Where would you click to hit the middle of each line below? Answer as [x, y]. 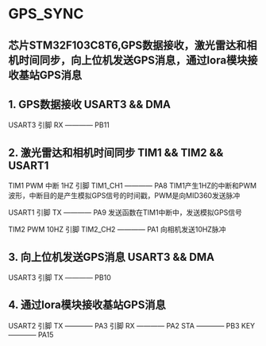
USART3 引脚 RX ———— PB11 [59, 125]
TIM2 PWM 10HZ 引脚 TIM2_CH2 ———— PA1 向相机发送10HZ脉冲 [117, 229]
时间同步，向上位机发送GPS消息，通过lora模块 [133, 60]
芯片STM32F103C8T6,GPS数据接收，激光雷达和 [127, 45]
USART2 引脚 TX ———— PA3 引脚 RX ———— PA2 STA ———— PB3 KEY [132, 325]
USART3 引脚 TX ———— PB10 [60, 278]
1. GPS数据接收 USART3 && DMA [89, 104]
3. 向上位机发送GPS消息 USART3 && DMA [111, 257]
